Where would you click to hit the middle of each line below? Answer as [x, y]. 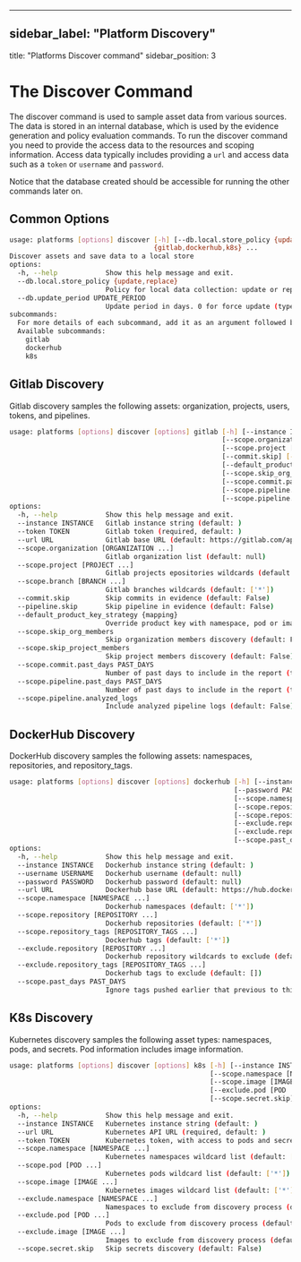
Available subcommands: [61, 331]
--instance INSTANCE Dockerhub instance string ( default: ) [136, 865]
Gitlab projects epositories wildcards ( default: [200, 573]
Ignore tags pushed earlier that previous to [192, 990]
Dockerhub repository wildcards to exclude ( [192, 957]
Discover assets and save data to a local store [102, 256]
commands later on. [46, 191]
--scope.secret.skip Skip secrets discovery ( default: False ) [140, 1249]
